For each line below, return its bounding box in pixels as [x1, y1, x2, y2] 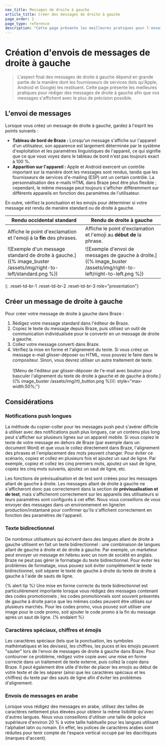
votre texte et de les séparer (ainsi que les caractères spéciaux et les [5, 669, 146, 675]
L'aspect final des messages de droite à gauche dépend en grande [17, 74, 154, 80]
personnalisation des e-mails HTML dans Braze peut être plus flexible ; [12, 179, 157, 185]
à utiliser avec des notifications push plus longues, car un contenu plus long [5, 429, 160, 435]
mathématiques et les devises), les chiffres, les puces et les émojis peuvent [5, 643, 159, 649]
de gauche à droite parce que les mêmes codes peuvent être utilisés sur [5, 598, 152, 604]
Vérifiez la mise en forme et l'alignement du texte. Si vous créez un [12, 346, 149, 352]
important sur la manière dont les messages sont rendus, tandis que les [12, 169, 158, 175]
